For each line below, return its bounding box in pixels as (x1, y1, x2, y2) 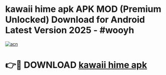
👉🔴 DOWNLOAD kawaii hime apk (5, 60, 147, 71)
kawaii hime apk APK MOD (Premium (5, 3, 161, 15)
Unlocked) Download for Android (5, 14, 145, 25)
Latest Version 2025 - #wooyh (5, 25, 134, 36)
